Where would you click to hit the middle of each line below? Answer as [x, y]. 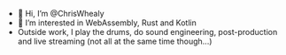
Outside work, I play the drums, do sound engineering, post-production [147, 32]
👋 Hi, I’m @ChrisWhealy [61, 14]
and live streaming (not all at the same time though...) [115, 41]
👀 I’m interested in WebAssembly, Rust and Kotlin [107, 23]
